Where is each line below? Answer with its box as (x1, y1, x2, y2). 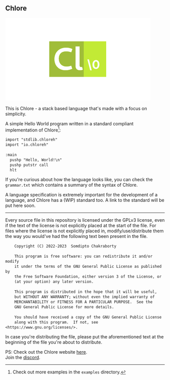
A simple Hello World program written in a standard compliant (5, 120, 134, 126)
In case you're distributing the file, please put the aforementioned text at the (5, 334, 164, 340)
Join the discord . (5, 355, 40, 361)
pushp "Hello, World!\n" (10, 157, 62, 163)
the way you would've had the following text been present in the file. (5, 233, 148, 239)
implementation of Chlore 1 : (5, 126, 61, 133)
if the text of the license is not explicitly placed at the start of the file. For (5, 223, 157, 229)
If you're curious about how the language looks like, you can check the (5, 177, 153, 183)
